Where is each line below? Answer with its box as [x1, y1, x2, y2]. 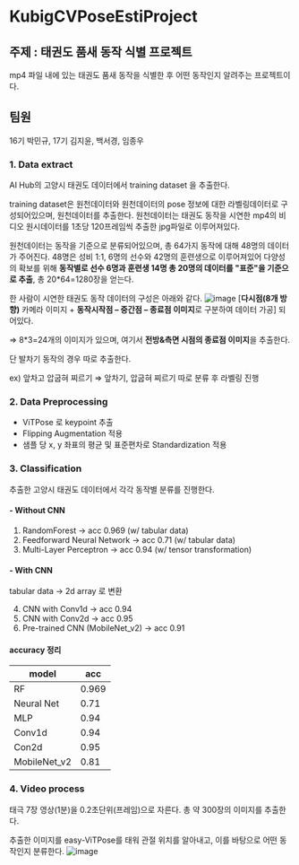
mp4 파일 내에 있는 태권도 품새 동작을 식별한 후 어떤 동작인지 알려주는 [9, 70, 252, 80]
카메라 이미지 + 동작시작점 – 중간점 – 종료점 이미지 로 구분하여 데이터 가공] [21, 304, 278, 315]
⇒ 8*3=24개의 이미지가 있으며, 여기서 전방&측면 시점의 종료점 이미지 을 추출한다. [9, 335, 291, 345]
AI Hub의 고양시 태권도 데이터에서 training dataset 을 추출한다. [9, 179, 230, 190]
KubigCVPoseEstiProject [9, 6, 199, 27]
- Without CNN [9, 505, 65, 516]
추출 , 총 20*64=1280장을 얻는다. [18, 274, 134, 284]
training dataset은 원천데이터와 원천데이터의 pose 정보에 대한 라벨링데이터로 [9, 199, 279, 210]
